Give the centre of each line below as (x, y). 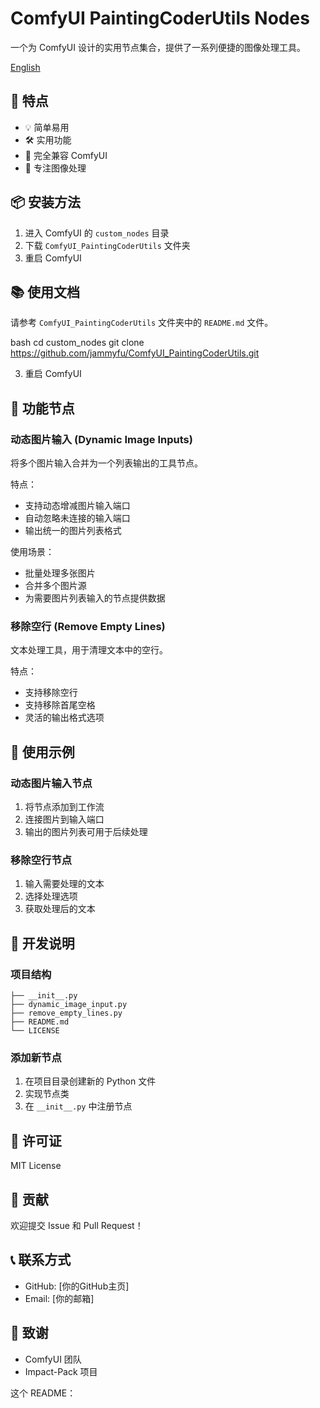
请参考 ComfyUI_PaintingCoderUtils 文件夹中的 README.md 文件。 (142, 323)
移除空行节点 (41, 860)
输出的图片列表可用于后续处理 (86, 832)
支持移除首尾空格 (60, 705)
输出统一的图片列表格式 (73, 531)
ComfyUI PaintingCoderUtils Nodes (160, 18)
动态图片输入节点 (51, 783)
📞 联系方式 (41, 1260)
